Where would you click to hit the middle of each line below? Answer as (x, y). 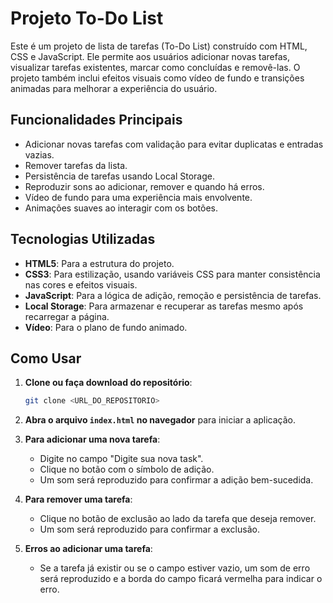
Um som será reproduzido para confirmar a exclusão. (149, 529)
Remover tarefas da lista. (76, 165)
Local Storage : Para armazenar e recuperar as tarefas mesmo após (164, 306)
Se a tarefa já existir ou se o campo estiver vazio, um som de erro (175, 568)
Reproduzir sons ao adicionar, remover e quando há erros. (144, 186)
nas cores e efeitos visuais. (81, 284)
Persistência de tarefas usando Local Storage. (119, 176)
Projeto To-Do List (87, 18)
